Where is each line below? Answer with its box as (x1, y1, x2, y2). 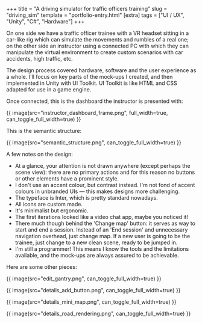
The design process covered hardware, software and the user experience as (6, 67, 197, 74)
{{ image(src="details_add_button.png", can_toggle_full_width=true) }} (6, 287, 181, 294)
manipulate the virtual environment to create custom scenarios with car (6, 49, 183, 56)
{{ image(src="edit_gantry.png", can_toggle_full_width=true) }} (6, 275, 162, 282)
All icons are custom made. (14, 201, 83, 208)
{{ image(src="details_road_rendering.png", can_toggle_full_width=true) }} (6, 310, 191, 317)
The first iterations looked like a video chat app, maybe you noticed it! (14, 214, 189, 220)
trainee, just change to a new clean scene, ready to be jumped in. (14, 239, 178, 246)
